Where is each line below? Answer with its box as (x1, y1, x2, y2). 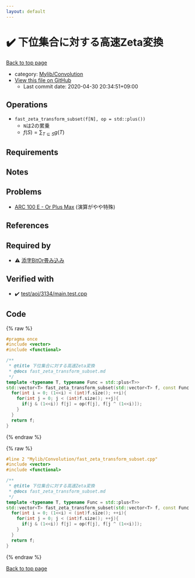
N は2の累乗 (23, 122, 50, 129)
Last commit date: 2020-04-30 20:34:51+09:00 (23, 83, 138, 90)
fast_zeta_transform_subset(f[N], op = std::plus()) (14, 117, 146, 122)
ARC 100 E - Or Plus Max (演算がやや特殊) (14, 203, 116, 210)
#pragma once (6, 336, 38, 342)
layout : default (6, 8, 46, 15)
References (6, 221, 49, 231)
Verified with (6, 274, 54, 284)
